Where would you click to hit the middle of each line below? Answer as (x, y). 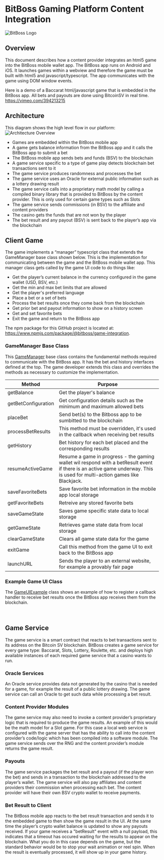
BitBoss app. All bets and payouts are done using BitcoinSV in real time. (77, 95)
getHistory (20, 445)
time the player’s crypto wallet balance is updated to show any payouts (76, 826)
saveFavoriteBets (27, 492)
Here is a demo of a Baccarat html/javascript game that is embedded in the (81, 90)
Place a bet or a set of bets (39, 298)
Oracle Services (24, 673)
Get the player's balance (87, 392)
